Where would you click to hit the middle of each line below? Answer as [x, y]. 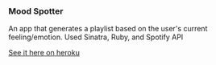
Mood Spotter [36, 11]
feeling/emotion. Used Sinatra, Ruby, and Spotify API [96, 37]
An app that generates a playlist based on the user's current [108, 29]
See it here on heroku [44, 53]
